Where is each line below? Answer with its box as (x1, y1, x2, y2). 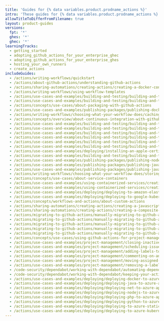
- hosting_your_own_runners (9, 62, 67, 67)
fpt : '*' (9, 30, 27, 35)
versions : (5, 26, 25, 30)
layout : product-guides (5, 21, 54, 26)
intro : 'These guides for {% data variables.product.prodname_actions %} (5, 12, 159, 17)
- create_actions (9, 67, 45, 72)
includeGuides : (5, 71, 36, 76)
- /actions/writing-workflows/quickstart (9, 76, 95, 80)
